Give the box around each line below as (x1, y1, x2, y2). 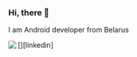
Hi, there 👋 (8, 7, 50, 18)
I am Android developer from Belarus (8, 25, 129, 35)
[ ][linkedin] (18, 40, 54, 50)
